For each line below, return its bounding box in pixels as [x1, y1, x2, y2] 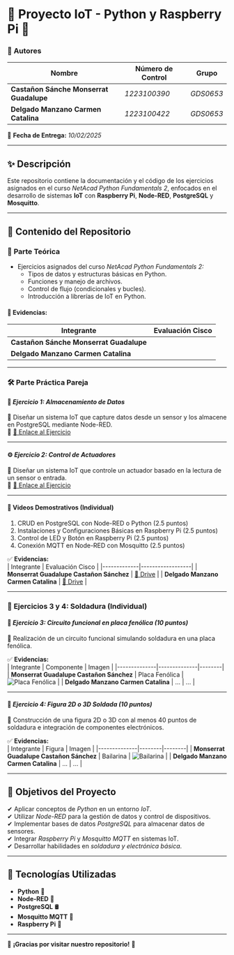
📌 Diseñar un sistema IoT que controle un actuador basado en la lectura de [7, 466, 221, 474]
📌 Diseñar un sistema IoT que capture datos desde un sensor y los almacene [7, 413, 227, 422]
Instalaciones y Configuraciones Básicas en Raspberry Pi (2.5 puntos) [17, 526, 218, 535]
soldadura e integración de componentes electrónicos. [7, 723, 164, 732]
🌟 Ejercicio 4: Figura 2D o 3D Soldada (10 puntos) [7, 700, 153, 709]
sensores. [7, 827, 36, 835]
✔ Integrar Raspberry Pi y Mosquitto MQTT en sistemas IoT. [7, 834, 179, 843]
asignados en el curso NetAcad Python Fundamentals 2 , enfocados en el [7, 184, 217, 193]
